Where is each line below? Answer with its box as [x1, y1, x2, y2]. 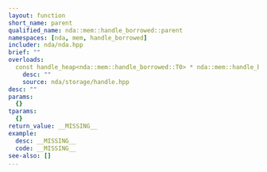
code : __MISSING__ [15, 144, 77, 152]
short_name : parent [8, 19, 73, 27]
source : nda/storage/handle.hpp [22, 78, 130, 86]
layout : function [8, 11, 66, 20]
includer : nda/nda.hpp [8, 41, 83, 49]
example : [8, 129, 37, 137]
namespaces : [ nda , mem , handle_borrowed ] [8, 33, 148, 42]
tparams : [8, 108, 37, 116]
